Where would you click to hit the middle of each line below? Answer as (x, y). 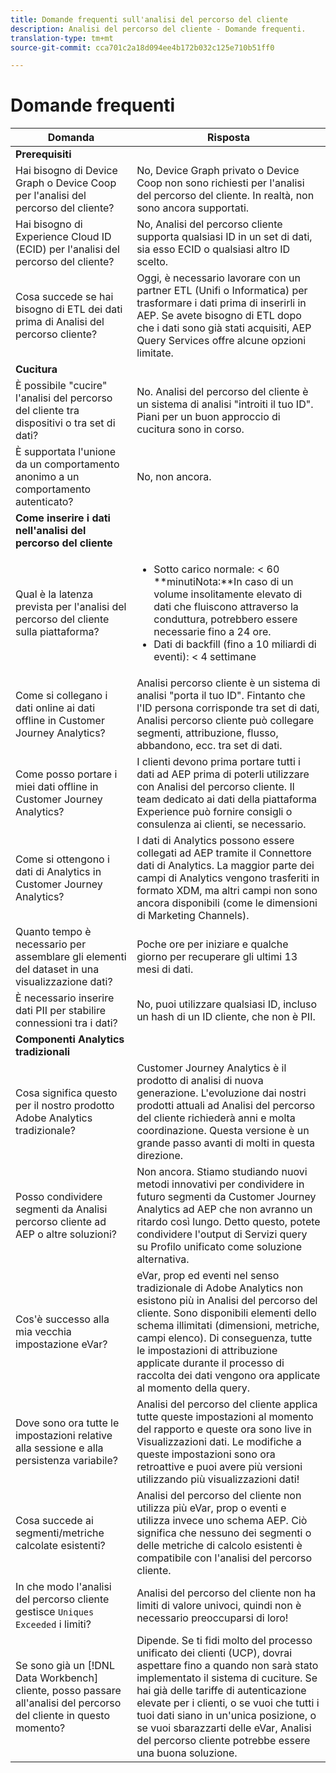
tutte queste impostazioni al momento (225, 1417)
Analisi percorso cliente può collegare (225, 721)
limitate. (155, 353)
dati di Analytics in (58, 872)
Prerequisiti (43, 154)
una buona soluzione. (187, 1753)
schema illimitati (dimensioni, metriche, (228, 1326)
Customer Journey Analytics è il (211, 1068)
